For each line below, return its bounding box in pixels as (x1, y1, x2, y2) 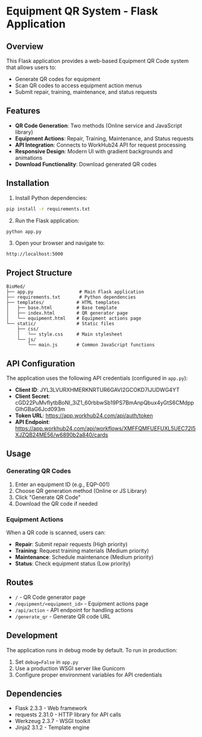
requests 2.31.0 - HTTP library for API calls (14, 711, 122, 718)
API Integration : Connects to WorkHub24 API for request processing (14, 141, 186, 148)
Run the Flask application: (14, 217, 80, 224)
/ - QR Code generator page (14, 593, 86, 601)
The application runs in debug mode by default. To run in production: (6, 646, 178, 653)
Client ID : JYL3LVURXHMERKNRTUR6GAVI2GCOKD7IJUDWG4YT (14, 386, 180, 393)
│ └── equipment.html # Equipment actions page (6, 316, 142, 322)
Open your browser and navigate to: (14, 239, 105, 246)
